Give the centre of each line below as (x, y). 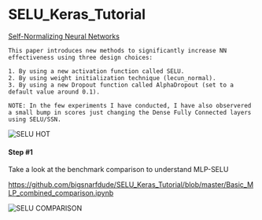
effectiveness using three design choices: (81, 57)
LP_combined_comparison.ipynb (61, 193)
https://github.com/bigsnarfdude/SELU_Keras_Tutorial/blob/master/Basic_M (131, 185)
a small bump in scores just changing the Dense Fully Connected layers (130, 112)
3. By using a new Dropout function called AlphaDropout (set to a (121, 85)
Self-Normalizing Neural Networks (64, 36)
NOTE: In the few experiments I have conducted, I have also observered (130, 105)
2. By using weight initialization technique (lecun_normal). (112, 78)
